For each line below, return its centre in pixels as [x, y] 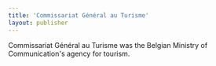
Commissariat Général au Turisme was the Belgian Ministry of [108, 45]
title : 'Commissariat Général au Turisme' [79, 15]
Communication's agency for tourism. [69, 53]
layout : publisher [38, 23]
